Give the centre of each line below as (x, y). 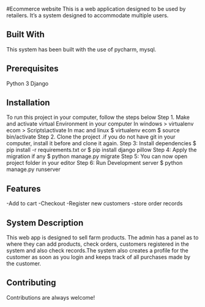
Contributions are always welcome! (51, 297)
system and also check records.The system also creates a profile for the (97, 251)
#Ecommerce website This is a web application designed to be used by (96, 9)
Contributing (31, 283)
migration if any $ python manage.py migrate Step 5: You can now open (97, 156)
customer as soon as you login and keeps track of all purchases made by (99, 257)
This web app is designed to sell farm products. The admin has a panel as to (102, 238)
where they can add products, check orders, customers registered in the (98, 244)
